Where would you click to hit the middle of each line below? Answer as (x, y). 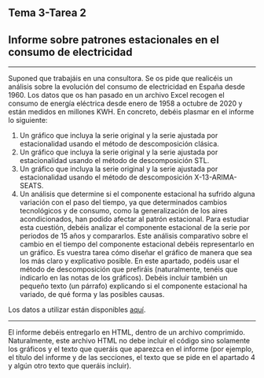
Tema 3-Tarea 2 (47, 13)
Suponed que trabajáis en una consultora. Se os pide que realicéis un (121, 79)
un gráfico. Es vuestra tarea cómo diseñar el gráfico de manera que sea (136, 253)
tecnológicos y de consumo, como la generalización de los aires (123, 211)
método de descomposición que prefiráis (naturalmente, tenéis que (128, 269)
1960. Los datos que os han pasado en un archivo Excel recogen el (117, 95)
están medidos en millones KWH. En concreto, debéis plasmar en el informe (131, 112)
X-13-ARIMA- (216, 177)
